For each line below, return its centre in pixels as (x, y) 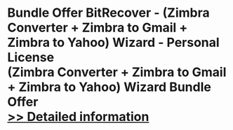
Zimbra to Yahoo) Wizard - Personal (113, 43)
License (31, 58)
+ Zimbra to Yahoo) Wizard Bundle (109, 87)
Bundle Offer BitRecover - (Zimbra (108, 13)
